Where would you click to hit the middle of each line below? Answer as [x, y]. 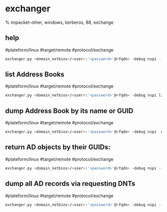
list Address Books [35, 75]
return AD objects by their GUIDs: [58, 147]
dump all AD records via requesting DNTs [70, 184]
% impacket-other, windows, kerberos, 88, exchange [59, 22]
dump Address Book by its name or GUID [69, 111]
